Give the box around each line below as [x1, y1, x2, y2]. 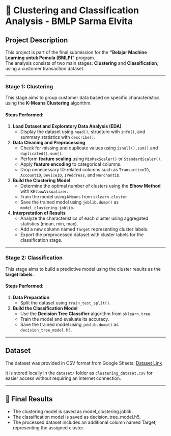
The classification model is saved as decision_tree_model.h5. [12, 414, 141, 420]
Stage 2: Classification [5, 254, 63, 262]
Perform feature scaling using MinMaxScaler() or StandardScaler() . [20, 156, 162, 162]
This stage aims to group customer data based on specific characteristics [5, 94, 160, 101]
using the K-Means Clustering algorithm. [5, 100, 92, 106]
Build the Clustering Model [12, 177, 71, 183]
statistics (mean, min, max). [20, 220, 78, 226]
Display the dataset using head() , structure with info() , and [20, 129, 146, 135]
